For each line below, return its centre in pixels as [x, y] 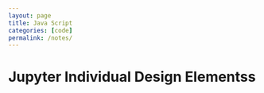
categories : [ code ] [41, 30]
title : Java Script [41, 23]
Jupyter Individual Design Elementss [132, 77]
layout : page [30, 15]
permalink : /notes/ [41, 38]
